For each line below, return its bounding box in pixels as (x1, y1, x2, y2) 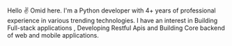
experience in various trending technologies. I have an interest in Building (7, 17, 218, 24)
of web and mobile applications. (7, 31, 99, 39)
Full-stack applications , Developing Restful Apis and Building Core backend (7, 24, 225, 32)
